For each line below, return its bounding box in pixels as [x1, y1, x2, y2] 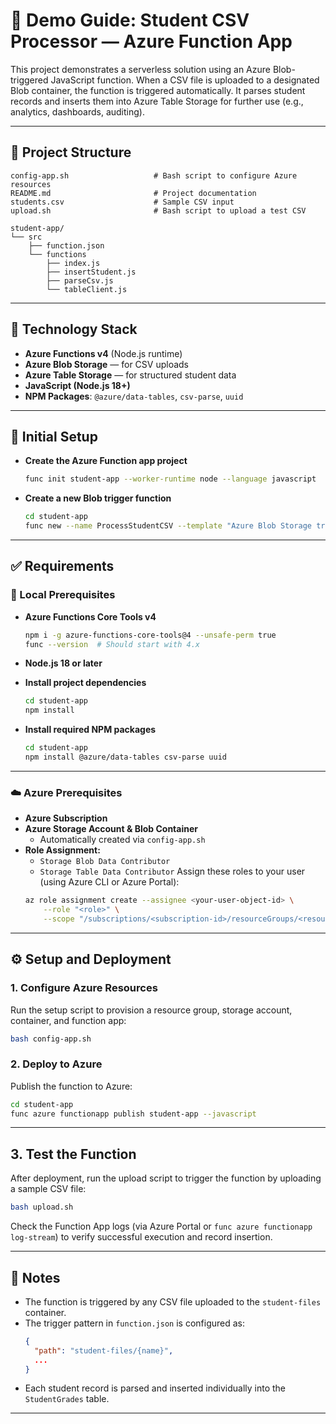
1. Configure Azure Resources [10, 981, 158, 995]
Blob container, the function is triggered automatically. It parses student [10, 84, 306, 96]
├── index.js [46, 258, 101, 268]
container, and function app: [10, 1014, 127, 1026]
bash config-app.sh [10, 1034, 92, 1044]
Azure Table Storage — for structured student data [24, 369, 237, 381]
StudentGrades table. [24, 1393, 110, 1405]
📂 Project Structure [10, 144, 132, 161]
